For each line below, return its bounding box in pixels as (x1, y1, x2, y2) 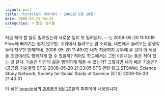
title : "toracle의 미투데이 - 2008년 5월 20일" (5, 12, 96, 17)
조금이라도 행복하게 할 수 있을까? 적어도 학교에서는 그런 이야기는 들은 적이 (10, 53, 151, 59)
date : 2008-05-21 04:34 (5, 16, 54, 21)
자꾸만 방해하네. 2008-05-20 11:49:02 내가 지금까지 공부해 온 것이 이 (14, 47, 148, 53)
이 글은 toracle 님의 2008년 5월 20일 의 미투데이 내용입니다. (5, 86, 119, 92)
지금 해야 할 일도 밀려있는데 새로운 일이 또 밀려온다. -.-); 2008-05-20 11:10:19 (5, 35, 155, 40)
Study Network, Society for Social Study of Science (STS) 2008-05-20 (5, 71, 149, 77)
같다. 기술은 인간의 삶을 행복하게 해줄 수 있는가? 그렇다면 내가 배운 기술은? (15, 59, 157, 65)
